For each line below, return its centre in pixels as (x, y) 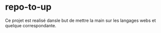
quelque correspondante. (31, 25)
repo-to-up (28, 7)
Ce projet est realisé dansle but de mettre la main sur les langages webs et (80, 20)
